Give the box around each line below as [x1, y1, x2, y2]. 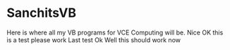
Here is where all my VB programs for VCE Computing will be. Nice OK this [6, 28, 224, 37]
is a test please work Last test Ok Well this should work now [6, 35, 181, 44]
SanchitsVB [6, 5, 77, 21]
